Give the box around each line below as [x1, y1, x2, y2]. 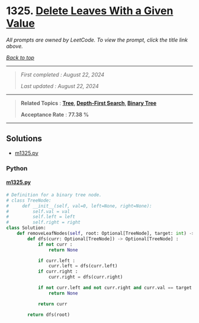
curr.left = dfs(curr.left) [48, 263, 118, 269]
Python [6, 164, 28, 172]
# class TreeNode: [6, 197, 52, 204]
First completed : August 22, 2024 [20, 71, 105, 78]
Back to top [6, 54, 34, 61]
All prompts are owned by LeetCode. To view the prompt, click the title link [6, 36, 188, 43]
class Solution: [6, 225, 46, 231]
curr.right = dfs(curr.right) [48, 274, 123, 280]
